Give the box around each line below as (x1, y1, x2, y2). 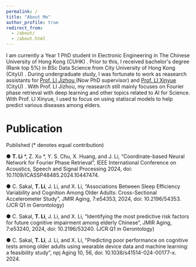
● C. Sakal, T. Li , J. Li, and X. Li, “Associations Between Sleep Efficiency (6, 183, 180, 190)
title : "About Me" (6, 14, 51, 20)
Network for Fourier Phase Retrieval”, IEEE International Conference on (6, 159, 177, 166)
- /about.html (11, 36, 46, 42)
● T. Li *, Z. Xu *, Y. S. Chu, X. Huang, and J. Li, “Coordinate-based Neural (6, 153, 185, 160)
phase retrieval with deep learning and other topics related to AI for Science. (6, 89, 190, 96)
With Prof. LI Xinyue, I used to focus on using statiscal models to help (6, 95, 173, 102)
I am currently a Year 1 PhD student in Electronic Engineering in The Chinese (6, 52, 190, 59)
